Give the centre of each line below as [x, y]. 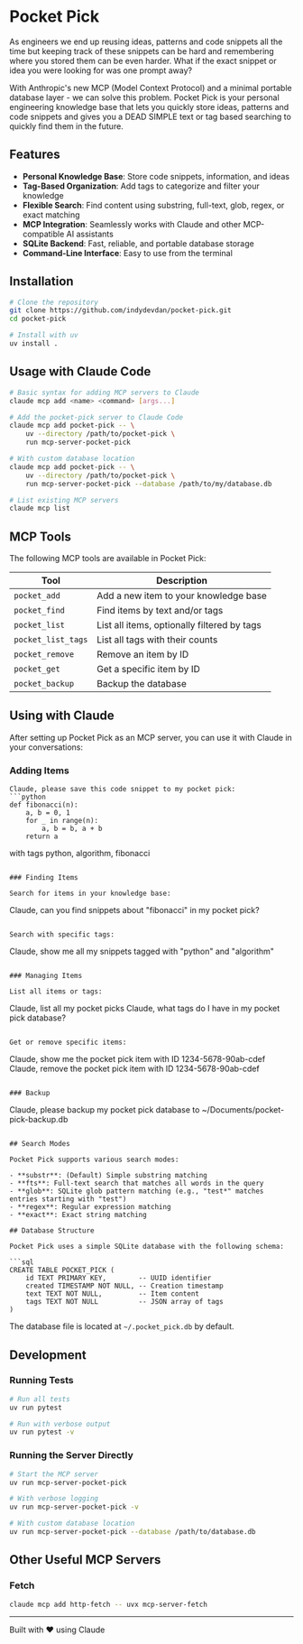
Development [48, 1355]
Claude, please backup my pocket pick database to [105, 1110]
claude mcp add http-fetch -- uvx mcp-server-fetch [108, 1604]
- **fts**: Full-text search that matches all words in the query [137, 1184]
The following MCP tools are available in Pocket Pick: [108, 559]
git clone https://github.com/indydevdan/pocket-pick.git [120, 310]
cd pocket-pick [38, 319]
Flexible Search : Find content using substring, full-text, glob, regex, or [153, 205]
